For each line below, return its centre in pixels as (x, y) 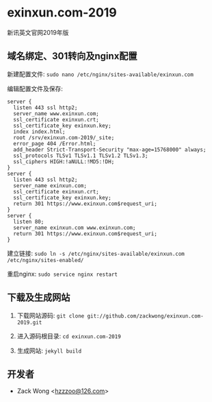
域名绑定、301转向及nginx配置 (72, 56)
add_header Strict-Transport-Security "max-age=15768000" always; (110, 150)
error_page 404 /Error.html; (55, 143)
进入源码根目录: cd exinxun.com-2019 (69, 336)
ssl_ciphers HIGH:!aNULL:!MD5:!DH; (64, 162)
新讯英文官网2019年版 (38, 32)
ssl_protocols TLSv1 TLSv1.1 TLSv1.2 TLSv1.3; (81, 156)
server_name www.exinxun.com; (56, 114)
